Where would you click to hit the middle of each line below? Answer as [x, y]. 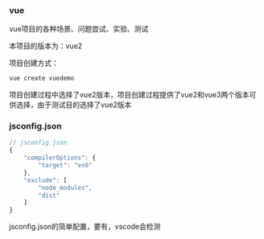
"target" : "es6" [65, 166]
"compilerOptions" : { [60, 158]
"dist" [49, 195]
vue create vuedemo [42, 78]
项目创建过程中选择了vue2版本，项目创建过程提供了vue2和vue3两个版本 [129, 95]
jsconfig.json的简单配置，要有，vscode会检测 [85, 227]
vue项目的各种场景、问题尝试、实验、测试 [79, 29]
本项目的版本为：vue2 [46, 46]
